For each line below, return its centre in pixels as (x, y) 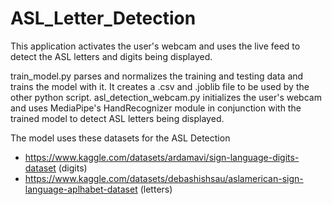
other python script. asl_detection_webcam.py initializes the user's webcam (166, 97)
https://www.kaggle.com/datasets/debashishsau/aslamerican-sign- (164, 178)
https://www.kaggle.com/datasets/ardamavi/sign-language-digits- (162, 157)
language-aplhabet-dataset (81, 189)
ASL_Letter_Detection (103, 18)
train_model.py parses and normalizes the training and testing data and (157, 76)
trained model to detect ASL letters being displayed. (117, 118)
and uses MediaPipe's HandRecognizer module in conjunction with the (156, 108)
